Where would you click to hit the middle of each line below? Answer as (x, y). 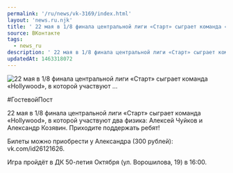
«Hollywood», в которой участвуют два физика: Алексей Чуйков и (105, 120)
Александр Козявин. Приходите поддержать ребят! (84, 127)
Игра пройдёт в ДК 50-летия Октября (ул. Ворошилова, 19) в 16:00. (107, 162)
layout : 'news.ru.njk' (40, 20)
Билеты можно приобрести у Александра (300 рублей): (90, 141)
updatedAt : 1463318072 (40, 59)
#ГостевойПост (30, 99)
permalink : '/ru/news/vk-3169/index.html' (69, 14)
